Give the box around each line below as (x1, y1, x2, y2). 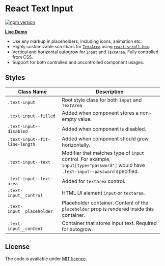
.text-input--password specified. (62, 168, 139, 175)
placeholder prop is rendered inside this (62, 205, 154, 212)
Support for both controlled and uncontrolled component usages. (12, 59, 144, 65)
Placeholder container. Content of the (62, 199, 149, 206)
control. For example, (62, 156, 111, 163)
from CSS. (12, 54, 33, 60)
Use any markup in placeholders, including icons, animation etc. (12, 38, 142, 44)
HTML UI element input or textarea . (62, 189, 145, 196)
